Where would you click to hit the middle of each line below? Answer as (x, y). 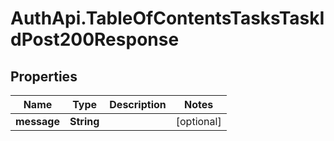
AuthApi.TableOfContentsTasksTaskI (167, 18)
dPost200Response (95, 39)
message (37, 121)
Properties (44, 76)
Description (138, 104)
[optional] (198, 121)
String (84, 121)
